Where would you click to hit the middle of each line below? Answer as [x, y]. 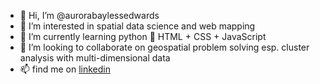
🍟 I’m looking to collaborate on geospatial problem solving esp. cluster [164, 47]
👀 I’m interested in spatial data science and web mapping [137, 26]
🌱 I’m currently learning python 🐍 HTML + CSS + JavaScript [143, 36]
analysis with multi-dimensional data [95, 58]
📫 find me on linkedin [65, 69]
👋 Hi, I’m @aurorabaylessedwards [89, 15]
